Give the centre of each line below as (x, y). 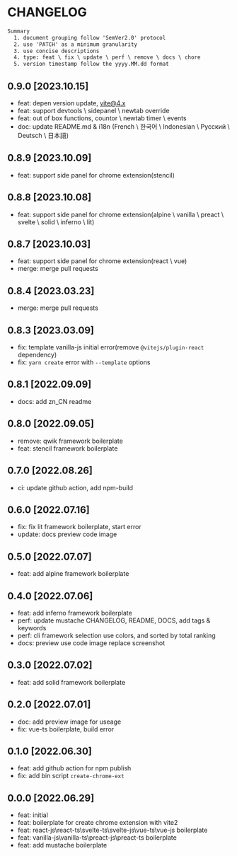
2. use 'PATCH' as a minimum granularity (76, 44)
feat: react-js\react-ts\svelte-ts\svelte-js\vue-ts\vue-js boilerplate (112, 830)
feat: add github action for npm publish (74, 768)
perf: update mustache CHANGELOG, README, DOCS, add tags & (114, 620)
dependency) (37, 355)
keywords (32, 627)
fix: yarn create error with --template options (84, 362)
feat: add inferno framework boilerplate (75, 613)
